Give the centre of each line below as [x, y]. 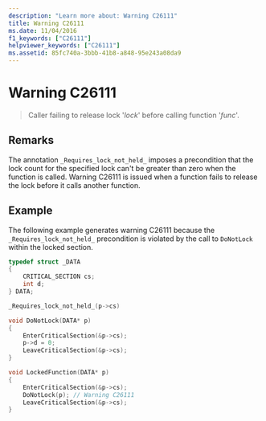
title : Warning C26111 [46, 23]
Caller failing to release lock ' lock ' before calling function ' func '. [133, 115]
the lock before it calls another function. [74, 185]
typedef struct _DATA [45, 262]
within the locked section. [51, 247]
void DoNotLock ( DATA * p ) [50, 321]
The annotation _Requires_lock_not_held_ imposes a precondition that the [131, 159]
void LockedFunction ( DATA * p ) [59, 373]
